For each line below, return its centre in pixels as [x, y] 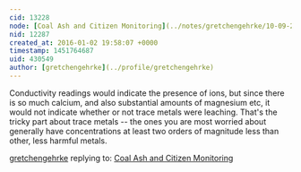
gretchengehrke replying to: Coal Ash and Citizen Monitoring [121, 158]
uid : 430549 [31, 59]
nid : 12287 [30, 34]
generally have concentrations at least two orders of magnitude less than [144, 131]
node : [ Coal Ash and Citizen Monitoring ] [88, 26]
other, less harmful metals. [58, 141]
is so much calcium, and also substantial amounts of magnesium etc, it [140, 102]
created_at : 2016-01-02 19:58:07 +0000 [84, 43]
